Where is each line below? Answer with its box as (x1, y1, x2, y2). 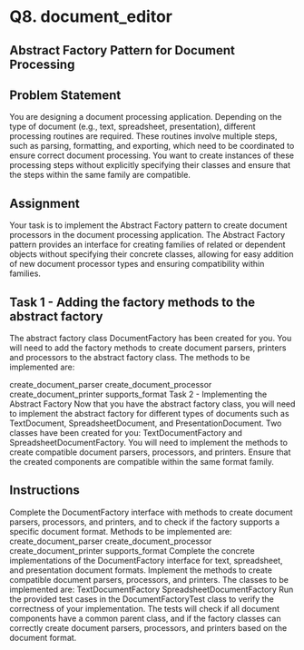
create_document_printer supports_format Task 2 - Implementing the (9, 389, 268, 400)
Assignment (9, 195, 80, 211)
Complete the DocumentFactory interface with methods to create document (9, 507, 293, 517)
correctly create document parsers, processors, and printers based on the (9, 622, 288, 633)
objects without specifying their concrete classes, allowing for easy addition (9, 249, 294, 260)
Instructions (9, 483, 80, 498)
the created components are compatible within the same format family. (9, 457, 275, 468)
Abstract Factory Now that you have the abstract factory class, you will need (9, 399, 296, 409)
